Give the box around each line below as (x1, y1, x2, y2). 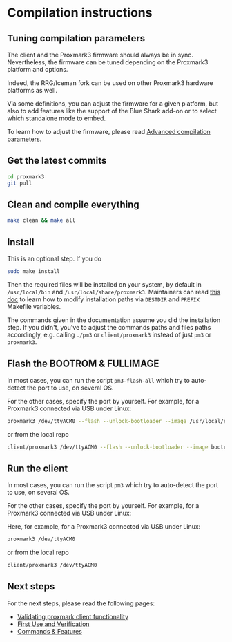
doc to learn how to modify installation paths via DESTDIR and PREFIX (7, 295, 200, 303)
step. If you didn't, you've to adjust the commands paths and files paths (7, 323, 211, 331)
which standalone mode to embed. (7, 114, 106, 122)
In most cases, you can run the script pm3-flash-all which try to (7, 376, 190, 384)
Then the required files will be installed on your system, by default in (7, 280, 202, 288)
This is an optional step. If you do (7, 254, 102, 263)
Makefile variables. (7, 302, 61, 310)
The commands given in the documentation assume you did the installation (7, 316, 221, 324)
